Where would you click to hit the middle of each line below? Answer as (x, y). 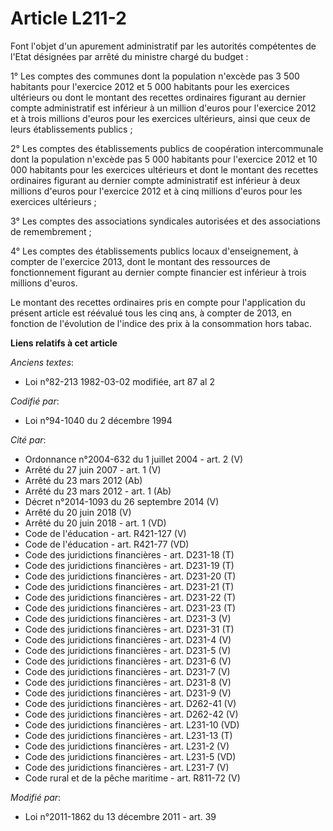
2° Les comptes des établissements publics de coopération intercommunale (167, 148)
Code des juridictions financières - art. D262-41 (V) (130, 703)
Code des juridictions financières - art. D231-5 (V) (128, 650)
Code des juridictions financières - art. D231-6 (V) (128, 661)
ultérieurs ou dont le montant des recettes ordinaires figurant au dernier (158, 97)
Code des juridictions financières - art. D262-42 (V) (131, 714)
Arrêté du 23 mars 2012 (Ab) (83, 480)
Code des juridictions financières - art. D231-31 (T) (129, 629)
